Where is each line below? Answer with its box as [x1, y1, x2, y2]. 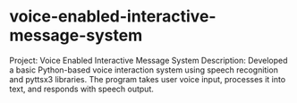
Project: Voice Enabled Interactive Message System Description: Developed [9, 55, 288, 65]
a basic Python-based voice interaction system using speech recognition [9, 64, 279, 75]
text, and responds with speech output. [9, 83, 154, 94]
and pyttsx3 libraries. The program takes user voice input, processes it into [9, 73, 286, 84]
